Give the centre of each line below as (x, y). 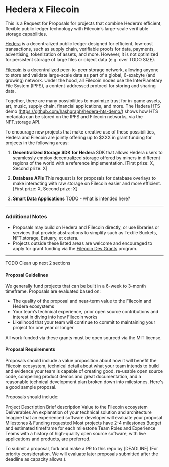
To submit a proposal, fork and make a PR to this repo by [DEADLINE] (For (82, 448)
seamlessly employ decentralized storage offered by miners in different (87, 158)
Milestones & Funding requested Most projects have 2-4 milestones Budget (83, 423)
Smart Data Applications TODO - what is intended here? (71, 198)
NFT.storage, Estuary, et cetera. (46, 238)
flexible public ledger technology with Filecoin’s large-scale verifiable (77, 28)
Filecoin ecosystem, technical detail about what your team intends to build (82, 366)
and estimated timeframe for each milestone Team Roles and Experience (80, 428)
